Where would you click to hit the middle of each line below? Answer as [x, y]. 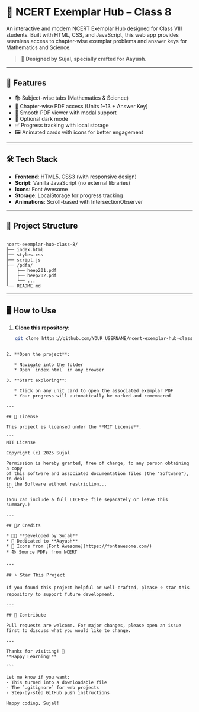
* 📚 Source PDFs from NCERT [42, 552]
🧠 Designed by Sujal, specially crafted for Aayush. [84, 59]
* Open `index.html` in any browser [59, 370]
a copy [14, 469]
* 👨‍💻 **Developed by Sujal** [42, 536]
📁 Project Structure [42, 225]
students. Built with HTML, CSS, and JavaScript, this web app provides [93, 34]
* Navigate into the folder [49, 365]
